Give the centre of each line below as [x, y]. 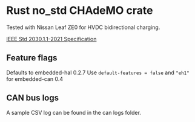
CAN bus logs [33, 98]
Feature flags [32, 58]
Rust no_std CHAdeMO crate [80, 11]
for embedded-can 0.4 [35, 79]
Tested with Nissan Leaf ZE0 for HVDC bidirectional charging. [83, 27]
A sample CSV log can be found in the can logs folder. [74, 112]
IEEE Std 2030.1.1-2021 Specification [51, 39]
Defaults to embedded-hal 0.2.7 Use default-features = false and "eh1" [98, 72]
